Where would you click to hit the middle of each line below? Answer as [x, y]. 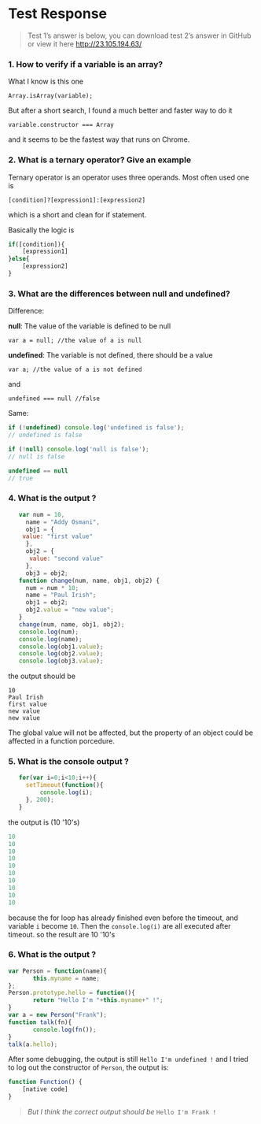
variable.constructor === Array [61, 125]
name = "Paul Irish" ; [61, 595]
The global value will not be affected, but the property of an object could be [131, 733]
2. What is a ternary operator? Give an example [99, 160]
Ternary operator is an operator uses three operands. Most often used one [129, 177]
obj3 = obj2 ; [47, 573]
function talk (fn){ [40, 1022]
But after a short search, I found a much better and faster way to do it [120, 110]
